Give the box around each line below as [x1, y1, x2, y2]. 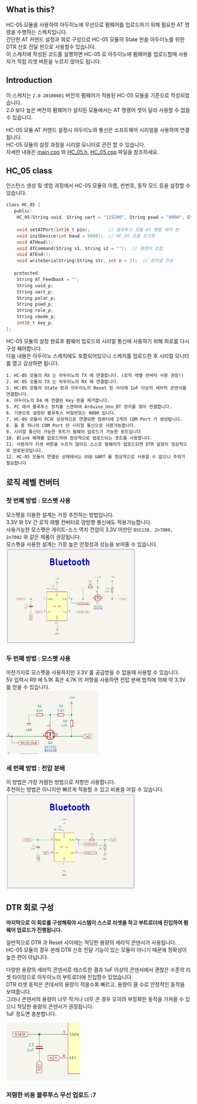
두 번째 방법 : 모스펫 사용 [6, 654, 71, 662]
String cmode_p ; [16, 314, 57, 320]
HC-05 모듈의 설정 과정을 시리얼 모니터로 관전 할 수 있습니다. [6, 141, 145, 148]
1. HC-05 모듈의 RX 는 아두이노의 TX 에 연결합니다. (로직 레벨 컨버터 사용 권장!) [6, 372, 184, 379]
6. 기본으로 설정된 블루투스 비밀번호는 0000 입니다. [6, 410, 117, 416]
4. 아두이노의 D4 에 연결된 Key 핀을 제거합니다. [6, 397, 110, 403]
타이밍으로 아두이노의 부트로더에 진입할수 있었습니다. [12, 974, 133, 981]
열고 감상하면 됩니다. [12, 359, 60, 367]
